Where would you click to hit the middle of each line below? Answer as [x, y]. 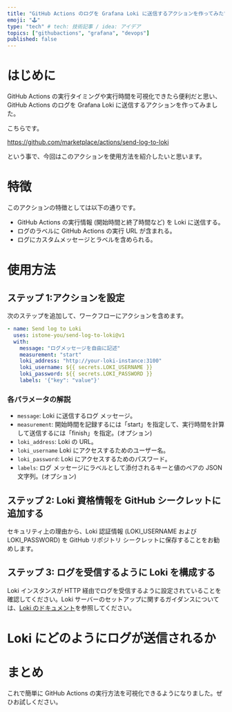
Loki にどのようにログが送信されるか [112, 638]
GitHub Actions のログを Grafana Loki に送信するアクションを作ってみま [109, 105]
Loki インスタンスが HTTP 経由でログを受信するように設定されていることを [114, 590]
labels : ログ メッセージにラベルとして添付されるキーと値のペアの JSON [120, 468]
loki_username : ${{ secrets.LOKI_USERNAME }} [86, 368]
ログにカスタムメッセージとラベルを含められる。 [87, 239]
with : [21, 341]
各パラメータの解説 [39, 399]
